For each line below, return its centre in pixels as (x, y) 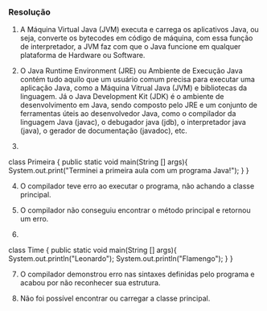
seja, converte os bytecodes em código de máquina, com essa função (136, 38)
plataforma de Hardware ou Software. (82, 56)
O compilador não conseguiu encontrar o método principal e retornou (135, 210)
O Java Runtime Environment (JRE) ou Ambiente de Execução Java (131, 71)
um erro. (34, 219)
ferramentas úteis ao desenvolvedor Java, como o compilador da (128, 114)
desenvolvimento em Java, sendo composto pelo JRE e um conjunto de (138, 105)
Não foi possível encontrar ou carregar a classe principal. (115, 299)
